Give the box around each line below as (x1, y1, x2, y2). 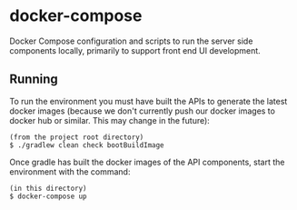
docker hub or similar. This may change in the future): (9, 115, 211, 125)
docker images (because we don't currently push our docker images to (9, 105, 275, 116)
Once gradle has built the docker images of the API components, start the (9, 156, 285, 167)
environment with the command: (9, 165, 131, 177)
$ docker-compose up (9, 192, 88, 201)
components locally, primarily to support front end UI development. (9, 45, 261, 55)
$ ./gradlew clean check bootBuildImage (9, 140, 165, 150)
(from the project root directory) (9, 133, 144, 142)
